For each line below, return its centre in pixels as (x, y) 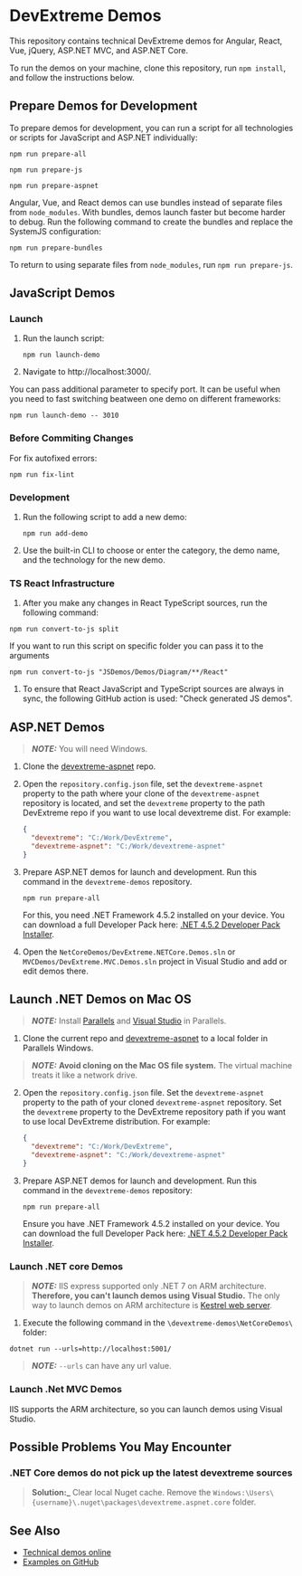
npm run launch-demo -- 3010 (64, 416)
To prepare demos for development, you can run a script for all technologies (151, 128)
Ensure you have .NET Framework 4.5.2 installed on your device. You (151, 1223)
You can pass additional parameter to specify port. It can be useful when (145, 389)
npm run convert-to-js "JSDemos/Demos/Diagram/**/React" (119, 672)
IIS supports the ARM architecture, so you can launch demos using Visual (146, 1409)
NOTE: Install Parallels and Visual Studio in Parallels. (129, 1021)
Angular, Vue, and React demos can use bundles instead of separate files (146, 202)
